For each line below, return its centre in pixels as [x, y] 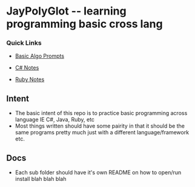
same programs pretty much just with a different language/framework [102, 133]
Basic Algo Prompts [40, 56]
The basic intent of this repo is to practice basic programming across [101, 113]
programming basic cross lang [84, 24]
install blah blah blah [41, 179]
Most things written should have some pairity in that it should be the [100, 126]
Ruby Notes [30, 79]
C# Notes [27, 68]
